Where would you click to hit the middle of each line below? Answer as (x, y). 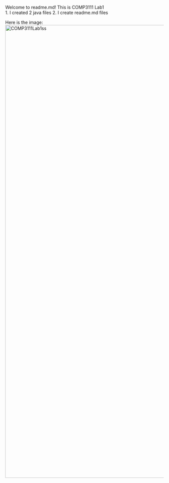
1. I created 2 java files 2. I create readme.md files (57, 13)
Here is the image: (24, 22)
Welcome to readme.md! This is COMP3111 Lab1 (55, 7)
